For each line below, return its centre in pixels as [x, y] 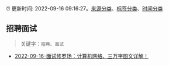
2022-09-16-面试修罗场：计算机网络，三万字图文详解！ [82, 56]
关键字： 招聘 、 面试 [42, 44]
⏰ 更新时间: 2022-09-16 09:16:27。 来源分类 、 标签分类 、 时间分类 [84, 8]
